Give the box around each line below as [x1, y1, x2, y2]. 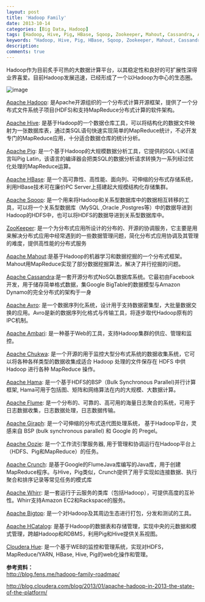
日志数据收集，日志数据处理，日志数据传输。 [6, 406, 119, 414]
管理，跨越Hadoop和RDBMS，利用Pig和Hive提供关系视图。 [11, 530, 161, 537]
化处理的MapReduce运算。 [6, 162, 74, 170]
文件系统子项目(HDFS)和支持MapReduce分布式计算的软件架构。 [16, 106, 178, 113]
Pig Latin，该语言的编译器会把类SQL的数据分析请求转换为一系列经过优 [16, 155, 194, 162]
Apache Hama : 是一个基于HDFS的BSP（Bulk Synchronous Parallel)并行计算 [6, 378, 196, 385]
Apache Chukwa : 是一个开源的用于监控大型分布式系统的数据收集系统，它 [6, 350, 190, 357]
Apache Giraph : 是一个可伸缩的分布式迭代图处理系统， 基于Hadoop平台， [6, 419, 192, 427]
